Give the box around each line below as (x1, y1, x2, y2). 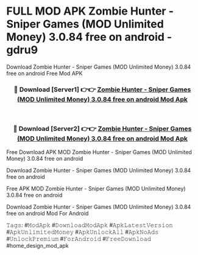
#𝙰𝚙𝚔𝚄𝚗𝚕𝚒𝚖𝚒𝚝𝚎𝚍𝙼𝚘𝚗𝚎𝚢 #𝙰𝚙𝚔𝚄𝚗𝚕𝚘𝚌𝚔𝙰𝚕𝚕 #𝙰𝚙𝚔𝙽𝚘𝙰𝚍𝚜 (6, 228, 159, 236)
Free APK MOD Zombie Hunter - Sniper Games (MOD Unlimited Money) (6, 184, 186, 192)
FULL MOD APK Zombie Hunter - (6, 4, 174, 18)
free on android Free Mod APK (6, 69, 83, 77)
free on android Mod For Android (6, 209, 89, 217)
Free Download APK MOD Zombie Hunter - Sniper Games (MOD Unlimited (6, 148, 192, 156)
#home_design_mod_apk (6, 242, 69, 249)
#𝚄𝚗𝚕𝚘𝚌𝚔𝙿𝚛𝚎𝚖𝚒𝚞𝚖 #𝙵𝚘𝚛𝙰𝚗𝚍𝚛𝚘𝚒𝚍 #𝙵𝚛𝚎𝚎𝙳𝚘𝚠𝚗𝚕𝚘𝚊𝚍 (6, 235, 151, 242)
